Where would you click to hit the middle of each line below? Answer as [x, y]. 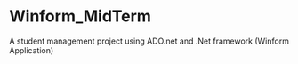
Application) [32, 50]
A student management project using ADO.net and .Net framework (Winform [149, 41]
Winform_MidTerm [80, 16]
